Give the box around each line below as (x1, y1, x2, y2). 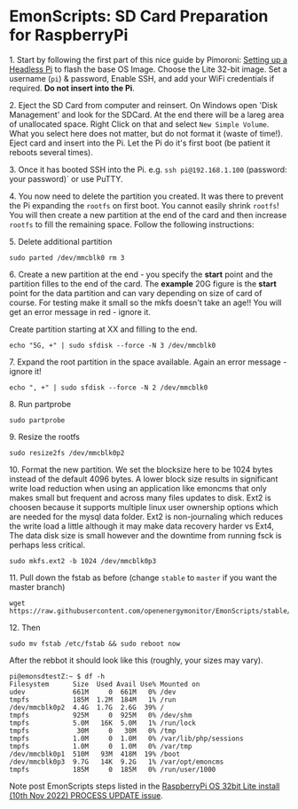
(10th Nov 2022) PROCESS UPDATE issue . (9, 789, 164, 800)
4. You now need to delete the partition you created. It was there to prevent (9, 191, 284, 201)
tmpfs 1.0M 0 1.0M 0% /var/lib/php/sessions (9, 734, 244, 742)
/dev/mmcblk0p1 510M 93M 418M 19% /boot (9, 750, 180, 758)
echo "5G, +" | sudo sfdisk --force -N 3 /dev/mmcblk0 (9, 341, 216, 350)
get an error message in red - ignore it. (9, 306, 151, 317)
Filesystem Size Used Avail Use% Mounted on (9, 679, 200, 688)
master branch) (9, 581, 66, 592)
